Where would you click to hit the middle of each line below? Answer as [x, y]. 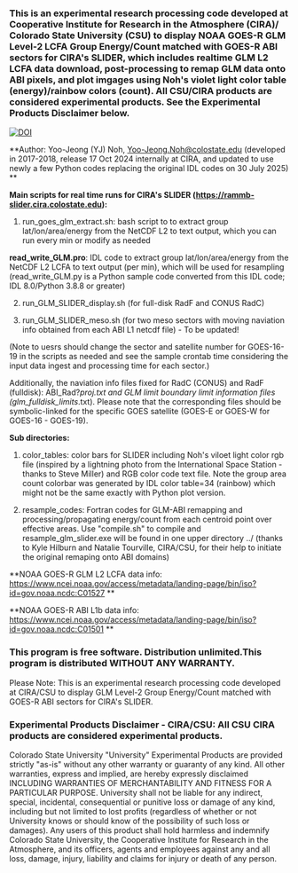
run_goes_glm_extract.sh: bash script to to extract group [125, 222]
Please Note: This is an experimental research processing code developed [145, 682]
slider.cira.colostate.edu [55, 204]
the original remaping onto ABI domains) [96, 557]
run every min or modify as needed [86, 240]
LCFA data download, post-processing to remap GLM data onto [148, 68]
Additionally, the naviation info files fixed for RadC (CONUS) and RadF [137, 383]
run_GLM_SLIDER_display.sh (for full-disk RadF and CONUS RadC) [143, 303]
